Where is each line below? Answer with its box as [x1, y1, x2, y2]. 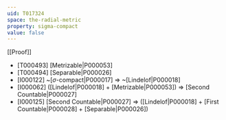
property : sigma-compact [7, 23, 78, 29]
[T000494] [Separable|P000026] [16, 69, 112, 77]
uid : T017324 [7, 10, 45, 17]
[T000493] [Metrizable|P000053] [16, 61, 113, 69]
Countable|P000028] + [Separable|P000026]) [16, 105, 149, 113]
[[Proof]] [7, 48, 32, 56]
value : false [7, 29, 45, 36]
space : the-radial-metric [7, 16, 81, 23]
